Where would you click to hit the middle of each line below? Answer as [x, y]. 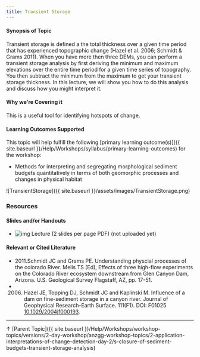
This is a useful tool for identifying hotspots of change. [73, 116]
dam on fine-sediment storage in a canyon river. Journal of [96, 298]
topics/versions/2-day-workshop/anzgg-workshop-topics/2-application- [96, 335]
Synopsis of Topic [29, 31]
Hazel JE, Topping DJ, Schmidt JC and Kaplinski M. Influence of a [104, 293]
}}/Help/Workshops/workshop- [122, 328]
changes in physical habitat [48, 179]
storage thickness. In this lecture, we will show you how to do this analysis [97, 82]
